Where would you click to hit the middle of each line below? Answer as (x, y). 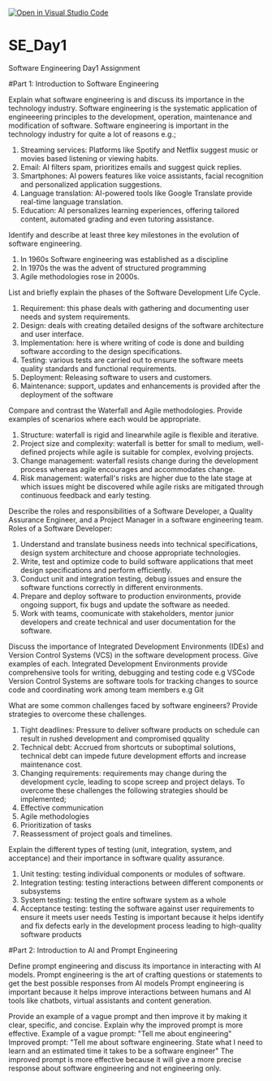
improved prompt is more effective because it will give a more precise (125, 1059)
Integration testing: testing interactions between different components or (142, 882)
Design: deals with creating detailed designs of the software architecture (142, 325)
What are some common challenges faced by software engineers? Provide (133, 705)
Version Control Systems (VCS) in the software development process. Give (133, 654)
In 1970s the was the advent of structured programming (113, 268)
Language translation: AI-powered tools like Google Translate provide (136, 193)
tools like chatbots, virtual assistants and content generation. (110, 1000)
